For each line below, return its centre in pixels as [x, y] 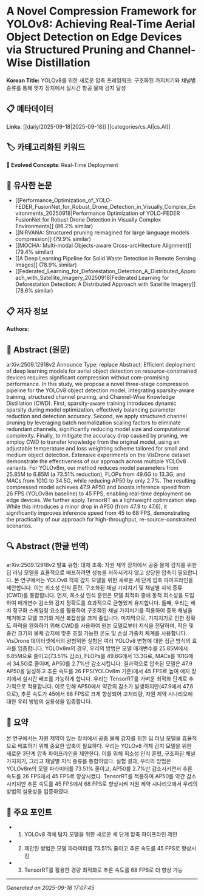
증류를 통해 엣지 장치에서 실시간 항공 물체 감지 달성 [66, 88]
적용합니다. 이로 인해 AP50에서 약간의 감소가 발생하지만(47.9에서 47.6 [110, 686]
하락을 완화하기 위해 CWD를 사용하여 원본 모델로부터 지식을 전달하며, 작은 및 [103, 625]
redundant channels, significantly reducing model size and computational [98, 429]
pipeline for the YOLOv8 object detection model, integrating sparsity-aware [100, 390]
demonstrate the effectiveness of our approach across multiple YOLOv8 [96, 461]
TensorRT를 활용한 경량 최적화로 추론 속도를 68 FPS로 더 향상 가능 [104, 870]
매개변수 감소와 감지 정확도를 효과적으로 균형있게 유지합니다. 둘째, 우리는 [103, 603]
